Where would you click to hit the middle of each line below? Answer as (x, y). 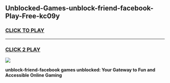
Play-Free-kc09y (33, 16)
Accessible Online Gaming (34, 75)
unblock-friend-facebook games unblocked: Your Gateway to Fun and (80, 69)
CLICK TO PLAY (25, 31)
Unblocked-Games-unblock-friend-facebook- (79, 8)
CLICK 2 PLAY (23, 49)
